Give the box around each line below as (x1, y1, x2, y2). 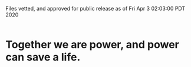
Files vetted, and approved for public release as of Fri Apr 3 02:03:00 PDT (5, 5, 186, 12)
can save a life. (5, 51, 81, 64)
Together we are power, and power (5, 38, 179, 52)
